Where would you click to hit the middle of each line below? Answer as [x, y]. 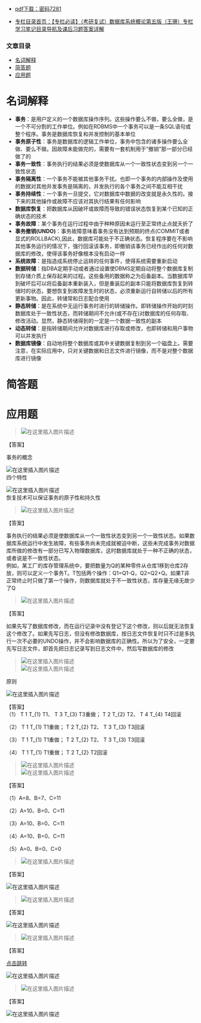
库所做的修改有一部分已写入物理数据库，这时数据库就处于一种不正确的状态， [100, 551]
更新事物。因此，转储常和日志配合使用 [62, 298]
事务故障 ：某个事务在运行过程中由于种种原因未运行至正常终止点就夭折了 [104, 224]
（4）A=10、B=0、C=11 [35, 836]
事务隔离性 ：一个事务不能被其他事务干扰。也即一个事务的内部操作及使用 [104, 179]
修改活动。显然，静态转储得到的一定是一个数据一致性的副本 [88, 321]
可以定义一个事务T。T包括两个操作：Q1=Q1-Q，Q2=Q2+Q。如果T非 [106, 573]
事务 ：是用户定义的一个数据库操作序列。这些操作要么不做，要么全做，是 [104, 119]
